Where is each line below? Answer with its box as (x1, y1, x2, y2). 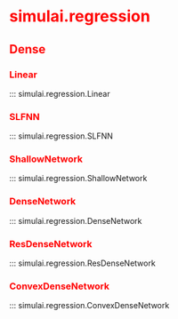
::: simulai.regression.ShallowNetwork (9, 173, 148, 184)
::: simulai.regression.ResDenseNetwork (9, 258, 156, 268)
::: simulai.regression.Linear (9, 88, 110, 99)
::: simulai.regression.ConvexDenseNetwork (9, 300, 170, 311)
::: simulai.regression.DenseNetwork (9, 215, 142, 226)
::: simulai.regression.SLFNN (9, 131, 114, 141)
